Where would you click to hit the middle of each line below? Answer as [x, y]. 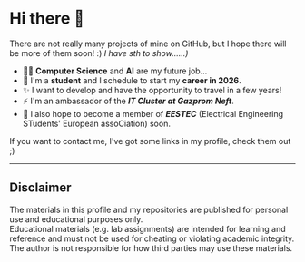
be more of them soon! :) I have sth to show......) [99, 53]
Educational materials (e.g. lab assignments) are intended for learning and [148, 228]
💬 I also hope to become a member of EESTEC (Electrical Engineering [153, 113]
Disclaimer [40, 188]
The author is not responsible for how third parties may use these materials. [151, 247]
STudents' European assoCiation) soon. [96, 123]
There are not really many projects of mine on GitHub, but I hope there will [148, 44]
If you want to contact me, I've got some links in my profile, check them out [150, 141]
